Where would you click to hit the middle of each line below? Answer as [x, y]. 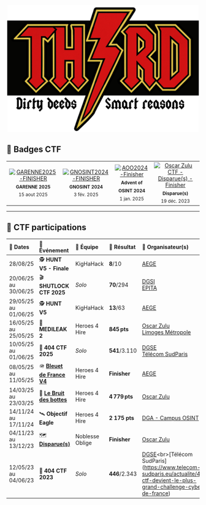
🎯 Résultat [122, 247]
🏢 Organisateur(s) [165, 247]
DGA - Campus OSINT [170, 417]
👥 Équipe [87, 247]
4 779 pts [121, 396]
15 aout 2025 [33, 195]
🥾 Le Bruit [52, 393]
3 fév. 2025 [86, 195]
